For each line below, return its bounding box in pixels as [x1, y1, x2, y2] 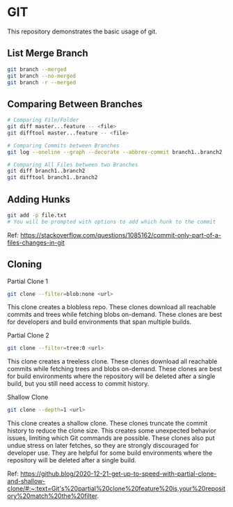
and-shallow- [7, 477, 46, 485]
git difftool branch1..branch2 [7, 174, 98, 181]
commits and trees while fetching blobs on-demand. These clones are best [7, 311, 223, 319]
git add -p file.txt [7, 212, 67, 219]
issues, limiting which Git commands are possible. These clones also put [7, 434, 215, 442]
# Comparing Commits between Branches [7, 142, 120, 149]
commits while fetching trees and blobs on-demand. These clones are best [7, 365, 223, 373]
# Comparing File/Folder [7, 116, 79, 124]
